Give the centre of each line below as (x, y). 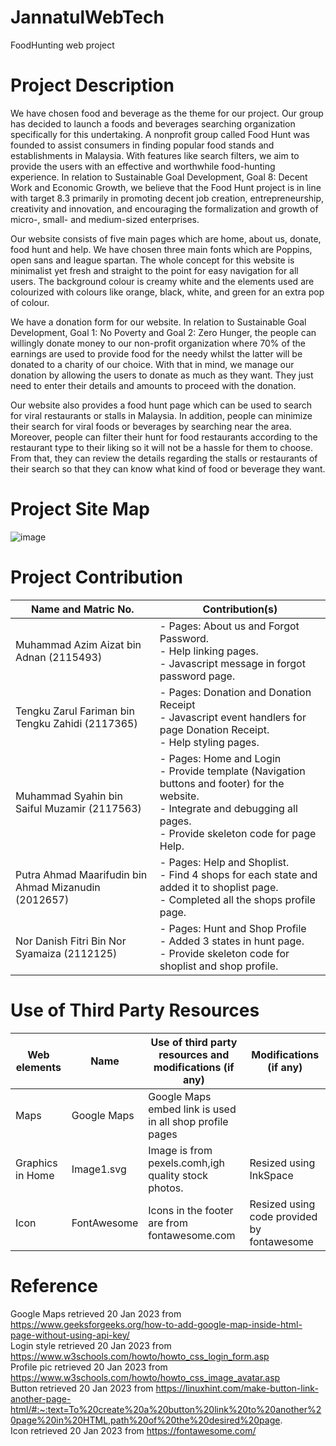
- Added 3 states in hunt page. (232, 941)
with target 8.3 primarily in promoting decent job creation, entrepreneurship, (167, 198)
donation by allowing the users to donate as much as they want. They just (162, 375)
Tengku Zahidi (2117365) (76, 723)
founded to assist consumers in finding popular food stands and (142, 145)
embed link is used (192, 1109)
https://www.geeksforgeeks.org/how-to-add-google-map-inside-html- (156, 1324)
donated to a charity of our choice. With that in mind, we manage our (152, 364)
